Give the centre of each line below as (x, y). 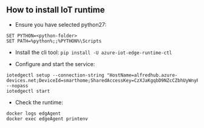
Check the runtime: (39, 102)
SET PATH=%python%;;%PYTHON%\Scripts (54, 41)
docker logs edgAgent (34, 113)
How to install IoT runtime (56, 10)
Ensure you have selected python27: (61, 24)
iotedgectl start (28, 91)
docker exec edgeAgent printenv (47, 119)
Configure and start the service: (55, 64)
